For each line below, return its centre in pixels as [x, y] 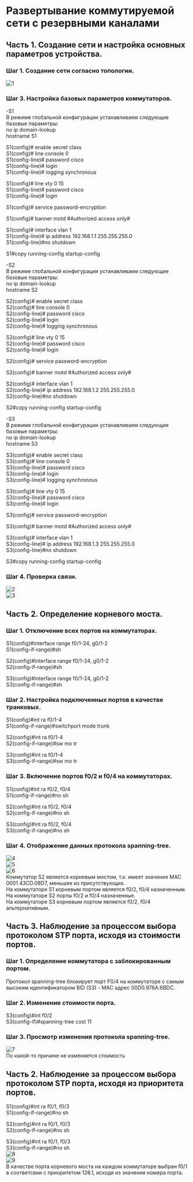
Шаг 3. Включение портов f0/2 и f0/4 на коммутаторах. [90, 776]
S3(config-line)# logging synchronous [52, 480]
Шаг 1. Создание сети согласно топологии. [70, 70]
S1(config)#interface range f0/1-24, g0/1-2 [57, 643]
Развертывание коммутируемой [90, 11]
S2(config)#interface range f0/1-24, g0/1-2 [57, 661]
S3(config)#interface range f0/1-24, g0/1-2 [57, 678]
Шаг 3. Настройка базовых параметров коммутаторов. [89, 98]
